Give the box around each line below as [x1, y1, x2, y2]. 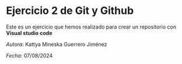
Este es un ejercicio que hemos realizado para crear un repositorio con [6, 23, 177, 30]
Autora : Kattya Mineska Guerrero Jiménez [6, 41, 107, 48]
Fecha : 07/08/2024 [6, 52, 53, 59]
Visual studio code [6, 29, 52, 36]
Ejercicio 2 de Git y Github [6, 4, 134, 17]
